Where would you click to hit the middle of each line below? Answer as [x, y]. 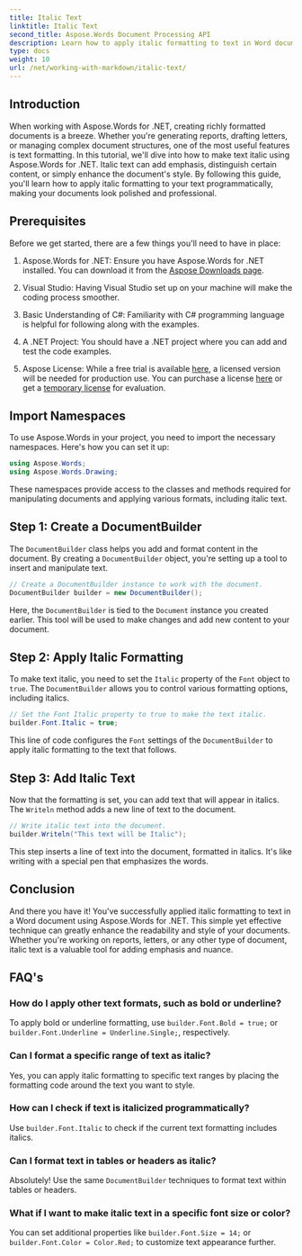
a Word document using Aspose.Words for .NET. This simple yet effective [145, 920]
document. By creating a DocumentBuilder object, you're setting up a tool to [148, 558]
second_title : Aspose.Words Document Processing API [110, 34]
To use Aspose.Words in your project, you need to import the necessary [142, 438]
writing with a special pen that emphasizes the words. [109, 861]
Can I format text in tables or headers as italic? [113, 1161]
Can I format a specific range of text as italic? [110, 1056]
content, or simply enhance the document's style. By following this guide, [145, 174]
